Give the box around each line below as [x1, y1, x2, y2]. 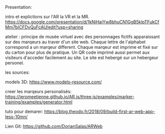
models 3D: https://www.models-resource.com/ [5, 79, 102, 85]
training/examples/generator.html [5, 99, 73, 105]
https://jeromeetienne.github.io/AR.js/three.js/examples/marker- [5, 94, 135, 100]
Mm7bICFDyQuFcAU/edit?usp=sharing [5, 24, 83, 30]
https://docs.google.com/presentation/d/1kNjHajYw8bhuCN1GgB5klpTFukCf [5, 19, 160, 25]
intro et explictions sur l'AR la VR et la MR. [5, 14, 90, 19]
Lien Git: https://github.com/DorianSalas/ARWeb [5, 123, 103, 129]
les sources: [5, 69, 30, 75]
